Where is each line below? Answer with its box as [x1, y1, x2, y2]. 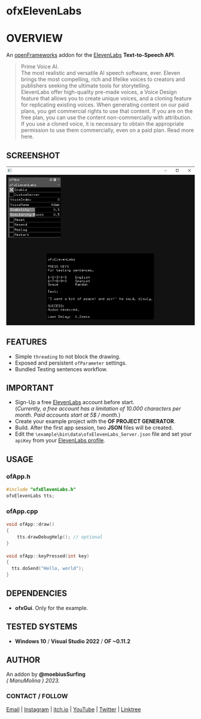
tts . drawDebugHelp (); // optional [17, 534, 103, 540]
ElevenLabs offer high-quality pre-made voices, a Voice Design [20, 89, 177, 96]
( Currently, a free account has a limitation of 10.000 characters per [14, 405, 181, 412]
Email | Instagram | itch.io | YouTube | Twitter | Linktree [6, 705, 141, 713]
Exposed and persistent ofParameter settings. [14, 359, 127, 366]
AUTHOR [6, 655, 41, 665]
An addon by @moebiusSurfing [6, 671, 86, 678]
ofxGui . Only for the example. [14, 604, 89, 611]
